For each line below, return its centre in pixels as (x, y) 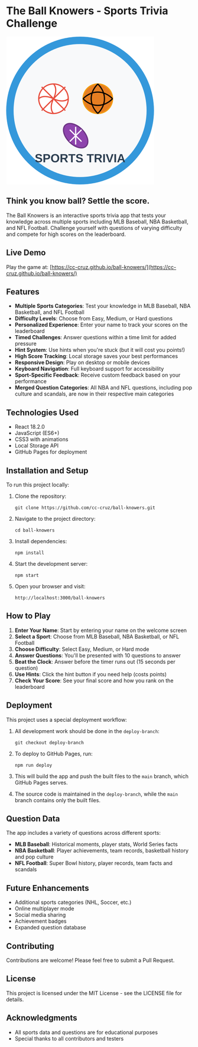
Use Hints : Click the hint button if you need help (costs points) (91, 674)
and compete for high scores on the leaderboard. (66, 234)
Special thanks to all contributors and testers (69, 1038)
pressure (25, 343)
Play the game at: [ (29, 267)
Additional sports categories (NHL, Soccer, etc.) (73, 902)
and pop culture (34, 857)
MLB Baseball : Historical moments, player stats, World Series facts (96, 844)
